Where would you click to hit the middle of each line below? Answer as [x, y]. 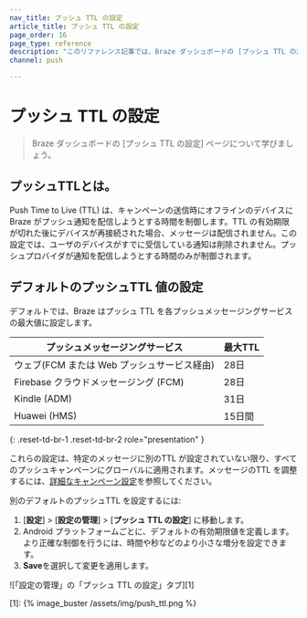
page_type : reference [51, 43]
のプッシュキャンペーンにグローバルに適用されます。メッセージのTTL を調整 [153, 469]
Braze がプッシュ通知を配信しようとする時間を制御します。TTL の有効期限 [150, 221]
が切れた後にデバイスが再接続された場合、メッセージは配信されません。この [153, 233]
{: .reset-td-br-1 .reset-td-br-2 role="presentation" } [107, 439]
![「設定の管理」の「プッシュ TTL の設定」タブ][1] [102, 584]
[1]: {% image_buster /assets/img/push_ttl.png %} [103, 602]
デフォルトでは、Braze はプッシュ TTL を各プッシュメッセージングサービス [151, 310]
